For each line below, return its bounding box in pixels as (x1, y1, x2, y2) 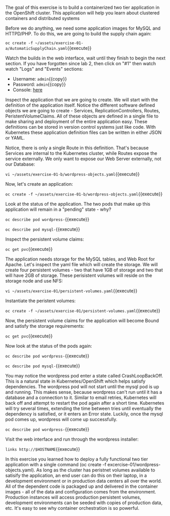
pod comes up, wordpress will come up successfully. (5, 416, 118, 422)
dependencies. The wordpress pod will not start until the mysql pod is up (5, 384, 159, 389)
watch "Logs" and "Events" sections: (5, 66, 83, 72)
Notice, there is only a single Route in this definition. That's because (5, 145, 149, 151)
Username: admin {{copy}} (12, 76, 67, 82)
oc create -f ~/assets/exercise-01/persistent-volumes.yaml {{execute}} (5, 308, 160, 313)
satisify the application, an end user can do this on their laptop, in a (5, 472, 147, 479)
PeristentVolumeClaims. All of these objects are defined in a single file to (5, 113, 159, 119)
